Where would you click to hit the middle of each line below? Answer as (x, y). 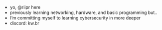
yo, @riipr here (25, 7)
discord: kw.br (25, 23)
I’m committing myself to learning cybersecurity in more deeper (75, 18)
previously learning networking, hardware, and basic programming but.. (83, 12)
